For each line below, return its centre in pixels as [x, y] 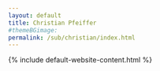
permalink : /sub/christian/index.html [72, 37]
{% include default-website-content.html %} [80, 60]
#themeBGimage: [33, 30]
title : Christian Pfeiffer [52, 23]
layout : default [35, 15]
